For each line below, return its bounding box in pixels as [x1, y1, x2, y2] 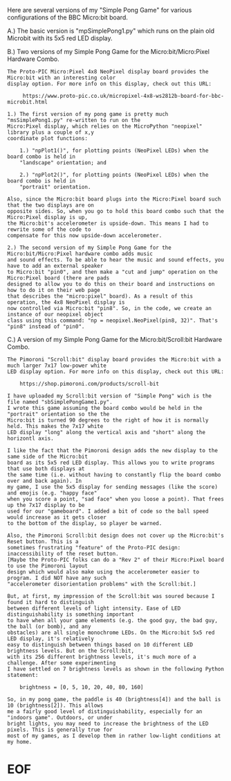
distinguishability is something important [7, 611, 135, 618]
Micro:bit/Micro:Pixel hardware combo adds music [7, 250, 154, 257]
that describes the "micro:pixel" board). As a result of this [7, 293, 194, 300]
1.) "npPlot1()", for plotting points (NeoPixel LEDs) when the [19, 147, 209, 154]
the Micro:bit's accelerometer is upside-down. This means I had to [7, 220, 209, 227]
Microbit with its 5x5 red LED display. [7, 34, 113, 42]
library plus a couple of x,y [7, 129, 95, 136]
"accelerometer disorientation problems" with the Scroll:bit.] [7, 581, 196, 587]
